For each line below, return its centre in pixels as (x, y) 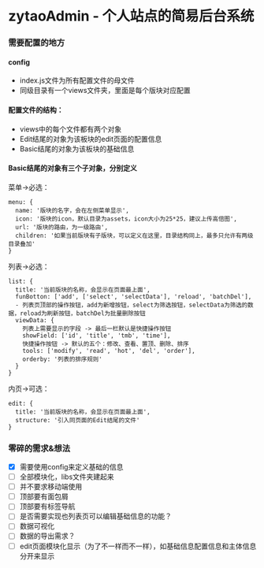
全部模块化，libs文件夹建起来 (67, 477)
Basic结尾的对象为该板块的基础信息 (77, 148)
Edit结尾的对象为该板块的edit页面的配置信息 (91, 139)
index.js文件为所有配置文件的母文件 (77, 80)
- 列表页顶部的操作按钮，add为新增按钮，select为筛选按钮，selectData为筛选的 (132, 305)
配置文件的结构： (36, 110)
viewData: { (35, 320)
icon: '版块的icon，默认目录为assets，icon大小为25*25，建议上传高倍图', (126, 219)
